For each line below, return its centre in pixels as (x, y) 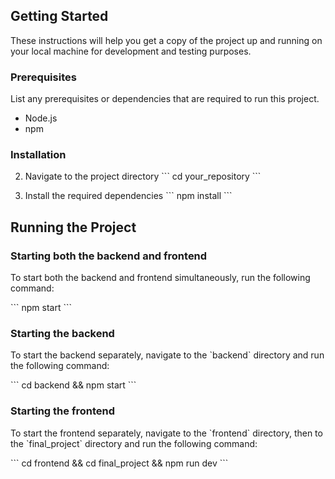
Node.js (41, 118)
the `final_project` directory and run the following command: (134, 443)
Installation (38, 155)
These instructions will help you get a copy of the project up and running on (166, 40)
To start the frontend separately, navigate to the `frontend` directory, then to (166, 433)
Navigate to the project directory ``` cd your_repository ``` (143, 176)
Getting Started (59, 16)
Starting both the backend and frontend (109, 256)
